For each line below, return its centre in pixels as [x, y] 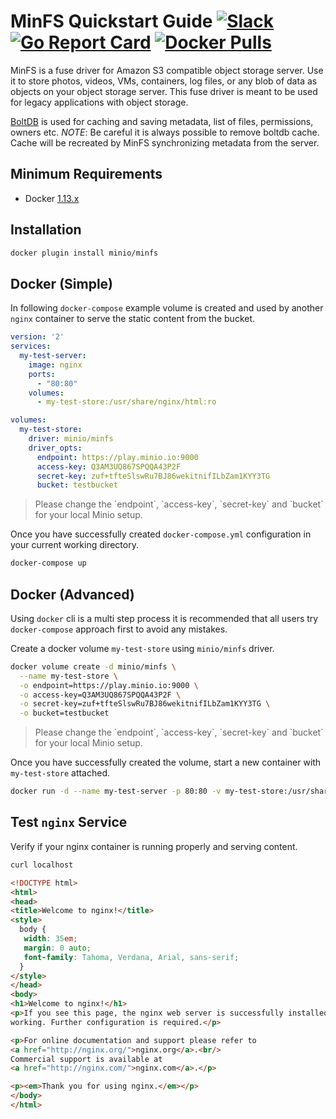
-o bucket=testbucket [64, 713]
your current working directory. [74, 545]
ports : [42, 374]
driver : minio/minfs [71, 439]
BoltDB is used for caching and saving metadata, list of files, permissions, [162, 121]
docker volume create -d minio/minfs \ [93, 666]
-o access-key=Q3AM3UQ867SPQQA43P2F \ [100, 695]
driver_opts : [55, 448]
